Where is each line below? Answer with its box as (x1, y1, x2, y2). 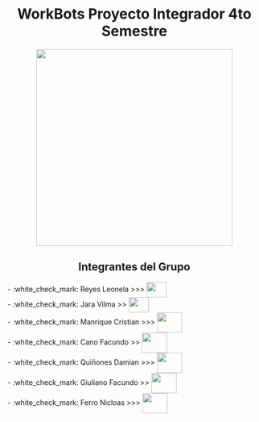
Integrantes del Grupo (78, 260, 191, 274)
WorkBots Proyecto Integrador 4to (17, 5, 252, 23)
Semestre (101, 22, 168, 40)
